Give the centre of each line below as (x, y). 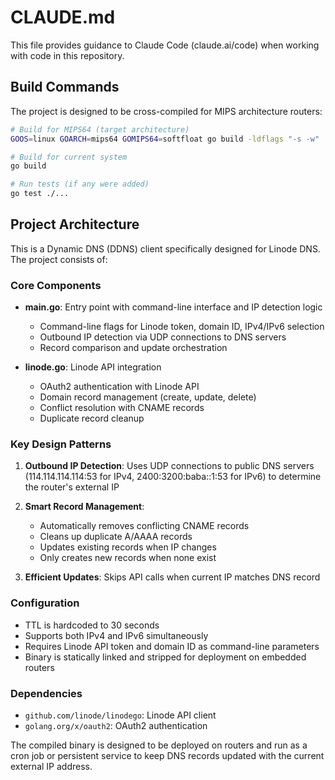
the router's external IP (72, 487)
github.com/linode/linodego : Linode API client (120, 715)
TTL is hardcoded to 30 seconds (92, 625)
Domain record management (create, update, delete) (148, 397)
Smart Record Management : (84, 507)
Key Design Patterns (61, 444)
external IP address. (51, 766)
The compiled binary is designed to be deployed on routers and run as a (159, 745)
